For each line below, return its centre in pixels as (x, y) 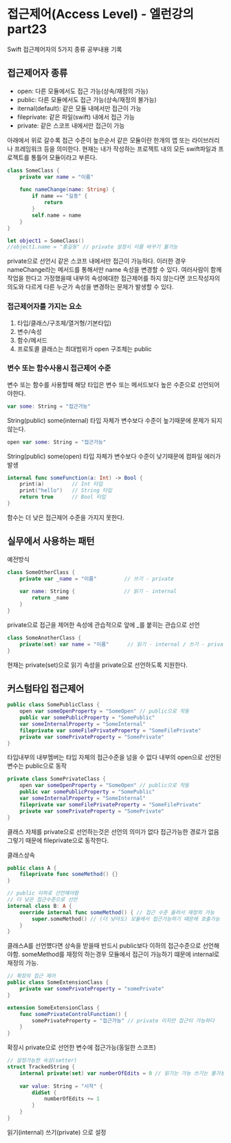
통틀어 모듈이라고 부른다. (64, 157)
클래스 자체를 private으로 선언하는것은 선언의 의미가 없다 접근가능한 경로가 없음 (113, 831)
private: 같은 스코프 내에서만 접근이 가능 (71, 126)
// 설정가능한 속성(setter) (42, 1061)
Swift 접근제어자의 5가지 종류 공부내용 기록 (65, 49)
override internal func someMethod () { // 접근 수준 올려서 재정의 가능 (117, 912)
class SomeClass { (33, 170)
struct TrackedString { (41, 1067)
